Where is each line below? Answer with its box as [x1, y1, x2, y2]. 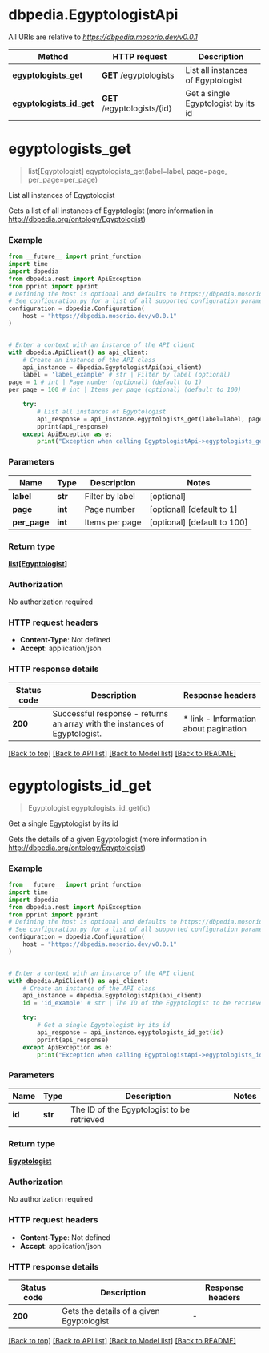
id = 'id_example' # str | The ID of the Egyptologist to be [22, 999, 231, 1007]
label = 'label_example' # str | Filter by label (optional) [22, 371, 231, 379]
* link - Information [183, 713, 257, 724]
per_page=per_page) [27, 175, 98, 184]
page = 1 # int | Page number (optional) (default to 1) [8, 378, 203, 386]
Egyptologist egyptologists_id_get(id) [27, 803, 151, 812]
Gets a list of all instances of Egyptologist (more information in [8, 206, 214, 215]
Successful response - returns [52, 707, 169, 719]
